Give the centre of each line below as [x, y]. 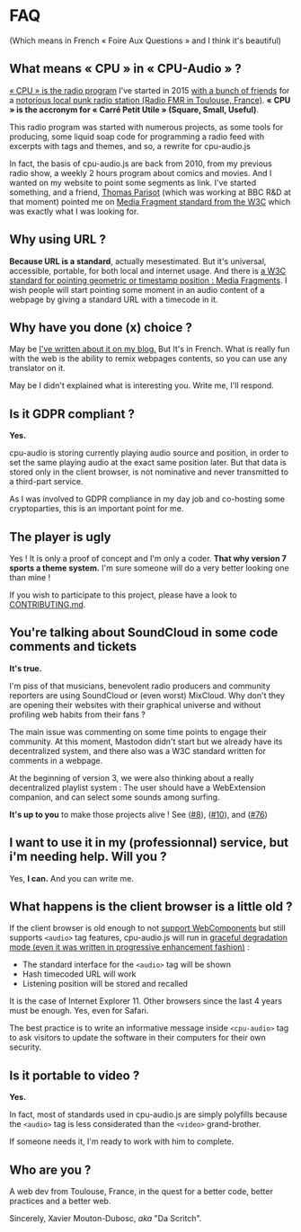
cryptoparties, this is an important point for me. [97, 509]
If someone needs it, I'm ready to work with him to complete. [122, 1141]
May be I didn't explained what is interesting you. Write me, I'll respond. [142, 386]
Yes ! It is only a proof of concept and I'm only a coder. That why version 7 [148, 558]
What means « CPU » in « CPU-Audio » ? [126, 69]
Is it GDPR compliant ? [72, 414]
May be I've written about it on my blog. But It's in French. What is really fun [150, 349]
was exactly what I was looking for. [74, 211]
